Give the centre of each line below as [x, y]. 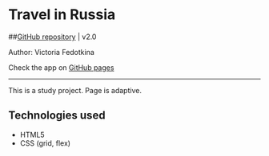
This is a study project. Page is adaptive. [75, 90]
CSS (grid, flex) [45, 143]
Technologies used [57, 116]
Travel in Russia [62, 15]
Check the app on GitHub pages [61, 67]
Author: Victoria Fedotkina [51, 52]
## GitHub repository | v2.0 [52, 37]
